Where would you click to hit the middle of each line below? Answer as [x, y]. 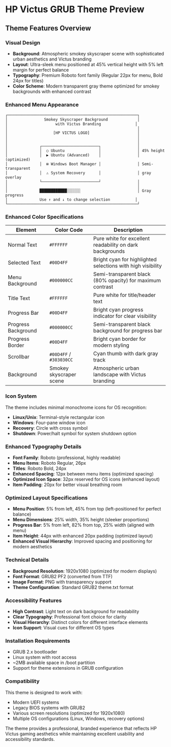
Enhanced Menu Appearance [42, 104]
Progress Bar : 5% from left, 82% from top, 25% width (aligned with [83, 525]
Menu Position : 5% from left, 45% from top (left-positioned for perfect [87, 509]
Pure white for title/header [125, 295]
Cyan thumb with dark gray [126, 353]
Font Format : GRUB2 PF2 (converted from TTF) [63, 576]
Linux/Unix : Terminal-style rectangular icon [59, 417]
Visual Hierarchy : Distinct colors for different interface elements [80, 622]
